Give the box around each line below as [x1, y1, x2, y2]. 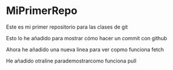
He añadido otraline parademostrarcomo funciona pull [6, 57, 137, 64]
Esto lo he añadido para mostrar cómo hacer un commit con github [6, 34, 168, 41]
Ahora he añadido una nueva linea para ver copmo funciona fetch [6, 45, 164, 53]
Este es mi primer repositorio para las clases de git [6, 23, 128, 30]
